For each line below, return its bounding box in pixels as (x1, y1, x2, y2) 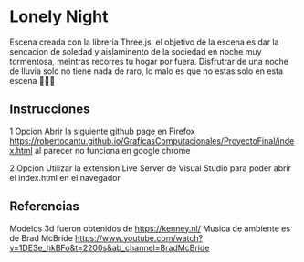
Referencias (9, 198, 80, 215)
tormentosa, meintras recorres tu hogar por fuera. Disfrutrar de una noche (9, 55, 289, 66)
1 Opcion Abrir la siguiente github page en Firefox (9, 126, 195, 136)
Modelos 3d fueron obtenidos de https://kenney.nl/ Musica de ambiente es (9, 223, 290, 234)
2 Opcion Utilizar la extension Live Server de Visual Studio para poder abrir (9, 162, 292, 174)
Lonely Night (9, 6, 109, 27)
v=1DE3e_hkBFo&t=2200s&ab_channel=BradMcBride (9, 242, 210, 253)
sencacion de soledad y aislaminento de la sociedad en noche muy (9, 45, 262, 56)
